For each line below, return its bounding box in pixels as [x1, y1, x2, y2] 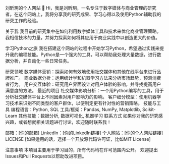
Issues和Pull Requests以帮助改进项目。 [5, 153, 87, 159]
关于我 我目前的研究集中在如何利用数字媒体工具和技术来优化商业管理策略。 [5, 28, 161, 34]
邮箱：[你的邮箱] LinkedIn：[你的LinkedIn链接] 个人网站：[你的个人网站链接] [5, 130, 163, 136]
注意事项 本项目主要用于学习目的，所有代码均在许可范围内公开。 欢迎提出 [5, 147, 158, 153]
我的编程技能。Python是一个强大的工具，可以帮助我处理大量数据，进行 [9, 51, 157, 58]
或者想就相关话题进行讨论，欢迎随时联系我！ [18, 119, 111, 125]
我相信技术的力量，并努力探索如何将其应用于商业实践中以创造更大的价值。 [5, 35, 160, 40]
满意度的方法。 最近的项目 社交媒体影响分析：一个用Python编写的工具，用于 [5, 88, 164, 93]
